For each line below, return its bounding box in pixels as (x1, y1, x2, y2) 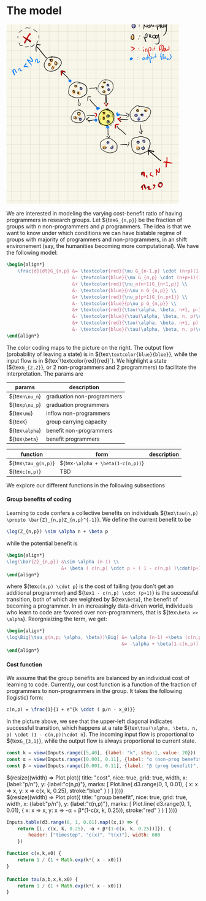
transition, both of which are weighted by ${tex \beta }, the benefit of (6, 596, 178, 603)
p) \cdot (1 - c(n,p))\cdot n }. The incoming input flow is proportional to (6, 731, 194, 738)
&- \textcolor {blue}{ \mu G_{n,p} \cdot (72, 274, 174, 281)
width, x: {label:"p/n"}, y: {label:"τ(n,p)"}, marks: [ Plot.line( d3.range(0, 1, (6, 800, 191, 807)
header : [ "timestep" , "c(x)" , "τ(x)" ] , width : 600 (28, 832, 161, 838)
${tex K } (9, 418, 28, 425)
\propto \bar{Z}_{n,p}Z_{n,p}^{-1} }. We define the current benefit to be (6, 516, 191, 524)
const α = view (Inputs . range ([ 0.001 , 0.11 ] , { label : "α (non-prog (6, 756, 180, 762)
